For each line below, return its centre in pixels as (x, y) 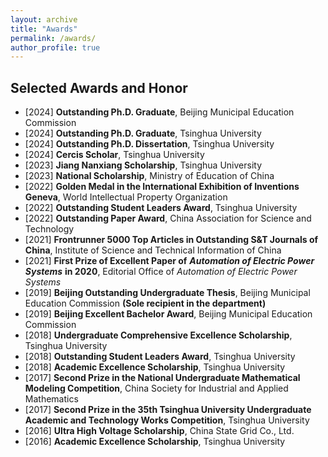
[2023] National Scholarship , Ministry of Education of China (149, 176)
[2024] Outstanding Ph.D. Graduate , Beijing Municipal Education (159, 112)
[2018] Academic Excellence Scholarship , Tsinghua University (155, 367)
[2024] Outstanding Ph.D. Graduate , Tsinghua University (143, 133)
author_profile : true (55, 47)
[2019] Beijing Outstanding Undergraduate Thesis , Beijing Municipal (167, 293)
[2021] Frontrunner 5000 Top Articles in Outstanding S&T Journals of (171, 240)
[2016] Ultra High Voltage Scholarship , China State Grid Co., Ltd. (159, 431)
